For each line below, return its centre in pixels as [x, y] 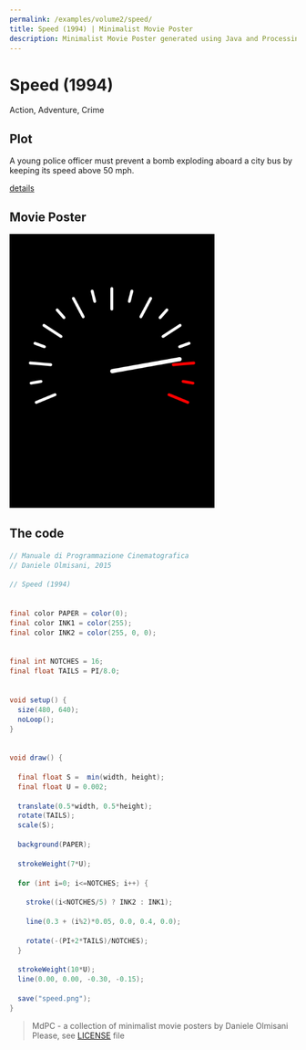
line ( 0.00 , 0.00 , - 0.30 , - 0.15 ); [81, 980]
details [22, 188]
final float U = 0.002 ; [62, 787]
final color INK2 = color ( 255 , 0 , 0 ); [83, 633]
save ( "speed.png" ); [55, 999]
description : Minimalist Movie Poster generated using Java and [134, 38]
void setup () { [38, 700]
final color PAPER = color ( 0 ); [69, 614]
